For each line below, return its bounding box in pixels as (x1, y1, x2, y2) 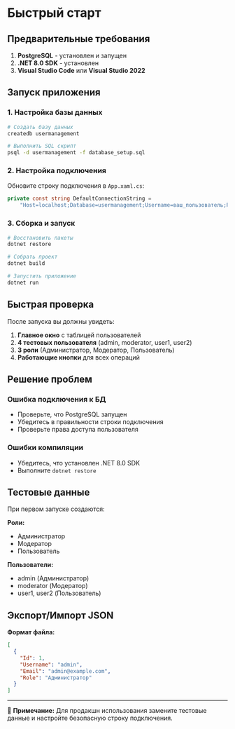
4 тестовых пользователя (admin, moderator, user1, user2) (17, 338, 192, 346)
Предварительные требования (7, 33, 150, 45)
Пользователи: (7, 561, 54, 569)
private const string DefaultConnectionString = (7, 195, 152, 203)
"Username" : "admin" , (20, 661, 83, 668)
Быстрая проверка (7, 299, 94, 311)
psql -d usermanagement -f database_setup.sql (7, 149, 145, 156)
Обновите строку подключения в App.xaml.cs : (7, 182, 145, 190)
